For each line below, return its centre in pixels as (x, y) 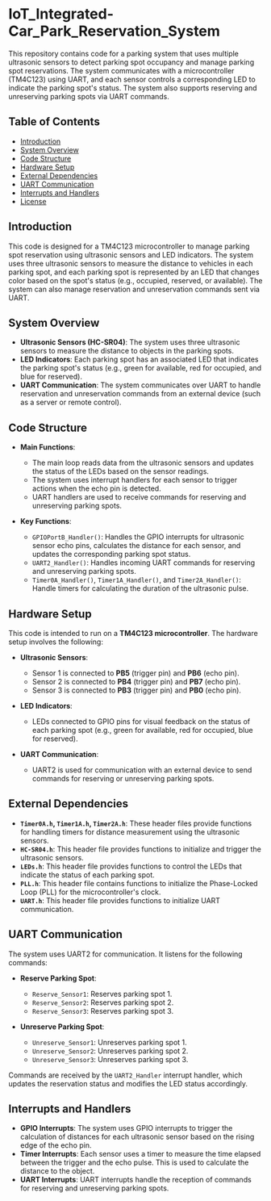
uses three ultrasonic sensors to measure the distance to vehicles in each (131, 263)
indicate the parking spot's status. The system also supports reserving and (133, 88)
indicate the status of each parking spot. (87, 875)
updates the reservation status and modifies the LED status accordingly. (128, 1083)
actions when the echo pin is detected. (96, 488)
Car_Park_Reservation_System (114, 31)
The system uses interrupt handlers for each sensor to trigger (135, 480)
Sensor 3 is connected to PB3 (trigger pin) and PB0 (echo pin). (137, 690)
